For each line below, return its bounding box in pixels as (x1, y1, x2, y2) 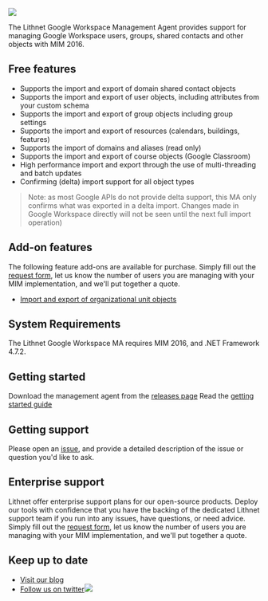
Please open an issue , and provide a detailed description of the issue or (8, 444, 244, 454)
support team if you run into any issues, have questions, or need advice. (8, 513, 246, 523)
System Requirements (8, 317, 121, 331)
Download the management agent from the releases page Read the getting (8, 391, 254, 401)
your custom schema (19, 100, 89, 110)
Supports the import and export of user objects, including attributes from (19, 92, 259, 101)
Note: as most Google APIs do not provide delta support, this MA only (27, 192, 257, 202)
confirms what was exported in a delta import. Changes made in (27, 200, 239, 210)
